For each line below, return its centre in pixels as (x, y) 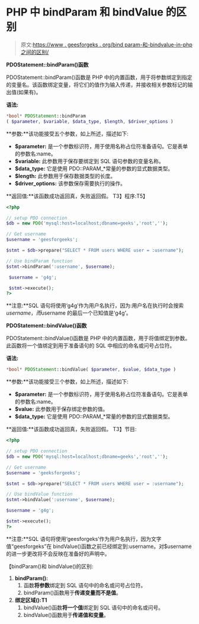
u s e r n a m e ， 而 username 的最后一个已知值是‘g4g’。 (69, 313)
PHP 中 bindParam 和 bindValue (85, 12)
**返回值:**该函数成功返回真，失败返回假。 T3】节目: (71, 429)
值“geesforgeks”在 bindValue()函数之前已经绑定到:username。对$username (99, 546)
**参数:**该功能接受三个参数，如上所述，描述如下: (68, 382)
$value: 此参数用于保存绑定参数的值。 (61, 409)
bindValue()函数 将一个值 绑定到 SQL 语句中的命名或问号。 (94, 607)
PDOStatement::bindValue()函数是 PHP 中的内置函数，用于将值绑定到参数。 (98, 338)
